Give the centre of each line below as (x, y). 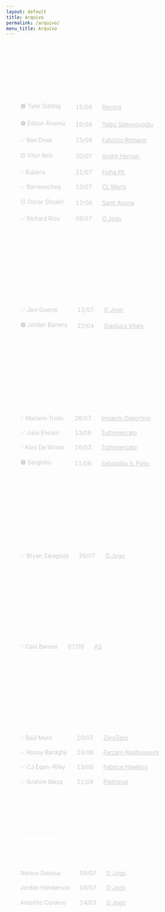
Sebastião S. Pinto (125, 463)
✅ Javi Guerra (39, 310)
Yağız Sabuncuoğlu (128, 124)
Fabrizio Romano (124, 140)
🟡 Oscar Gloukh (42, 202)
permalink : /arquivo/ (33, 23)
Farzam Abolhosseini (131, 753)
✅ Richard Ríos (40, 219)
